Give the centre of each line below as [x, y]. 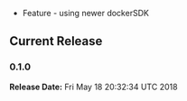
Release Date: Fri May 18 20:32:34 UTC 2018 [93, 87]
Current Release [56, 41]
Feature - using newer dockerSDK [85, 13]
